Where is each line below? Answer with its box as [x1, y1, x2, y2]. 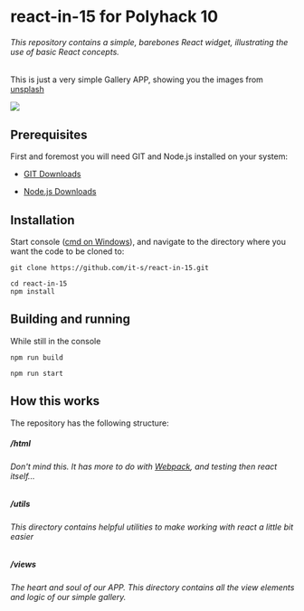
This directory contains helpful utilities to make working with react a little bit [10, 522, 293, 532]
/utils [10, 499, 31, 510]
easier [10, 531, 34, 541]
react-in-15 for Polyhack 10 [10, 6, 219, 27]
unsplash [10, 84, 44, 95]
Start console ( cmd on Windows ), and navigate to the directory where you [10, 237, 287, 248]
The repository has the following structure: [10, 418, 170, 428]
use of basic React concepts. [10, 46, 120, 57]
